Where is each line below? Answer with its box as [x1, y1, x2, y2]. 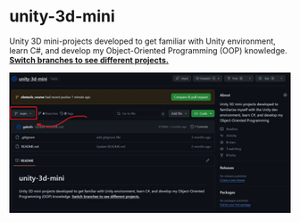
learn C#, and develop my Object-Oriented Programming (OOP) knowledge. [9, 45, 287, 55]
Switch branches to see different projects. [9, 54, 170, 65]
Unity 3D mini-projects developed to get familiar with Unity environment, [9, 36, 277, 46]
